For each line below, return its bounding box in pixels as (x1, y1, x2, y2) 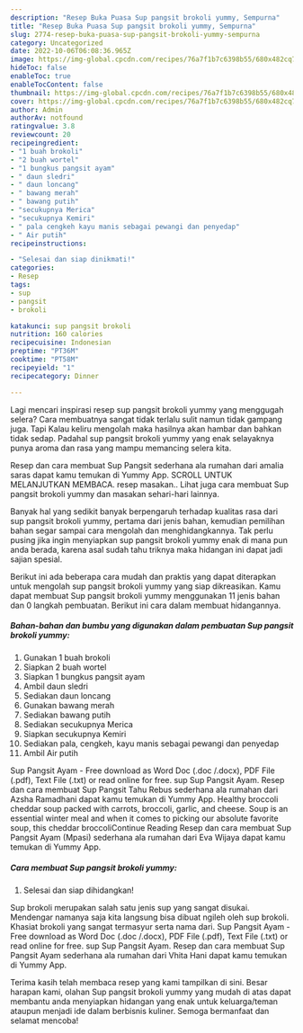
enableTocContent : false (10, 80, 103, 89)
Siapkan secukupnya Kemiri (22, 729, 127, 740)
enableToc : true (10, 72, 71, 81)
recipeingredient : (10, 138, 79, 147)
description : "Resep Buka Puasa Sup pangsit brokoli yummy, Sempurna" (10, 13, 281, 22)
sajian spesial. (10, 554, 63, 565)
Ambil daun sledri (22, 681, 89, 692)
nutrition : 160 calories (10, 330, 103, 339)
